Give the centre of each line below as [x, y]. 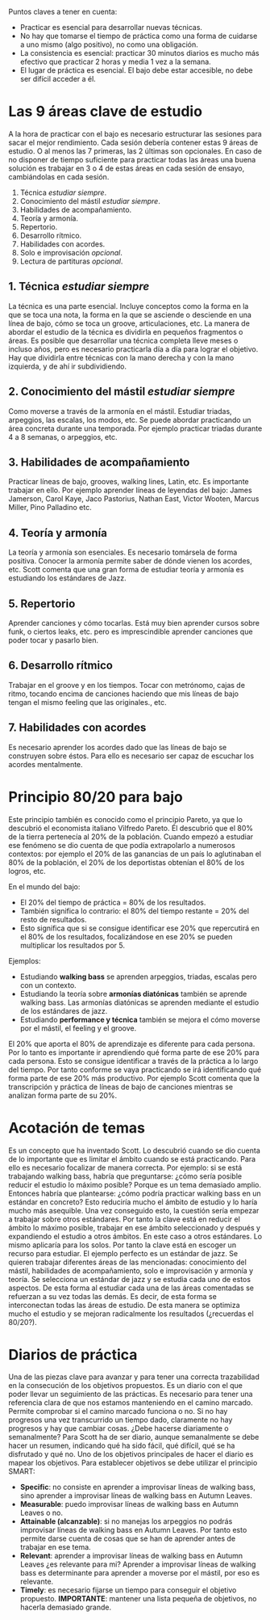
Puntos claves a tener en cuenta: [63, 12]
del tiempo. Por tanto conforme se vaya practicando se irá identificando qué [135, 1069]
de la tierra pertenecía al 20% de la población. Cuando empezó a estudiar [131, 837]
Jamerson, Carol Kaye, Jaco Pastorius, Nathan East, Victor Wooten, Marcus [134, 499]
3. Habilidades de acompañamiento [99, 462]
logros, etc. [27, 871]
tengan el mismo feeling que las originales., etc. [87, 702]
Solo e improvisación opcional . [71, 252]
